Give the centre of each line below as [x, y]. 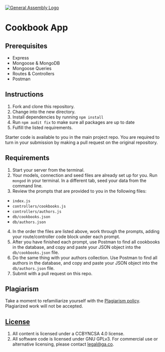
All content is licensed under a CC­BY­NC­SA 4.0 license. [68, 334]
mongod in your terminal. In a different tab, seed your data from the [79, 180]
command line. [27, 185]
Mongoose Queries [32, 68]
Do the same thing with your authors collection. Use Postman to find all [85, 257]
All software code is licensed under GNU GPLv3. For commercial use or [85, 339]
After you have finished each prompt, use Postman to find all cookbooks [86, 242]
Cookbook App [37, 28]
